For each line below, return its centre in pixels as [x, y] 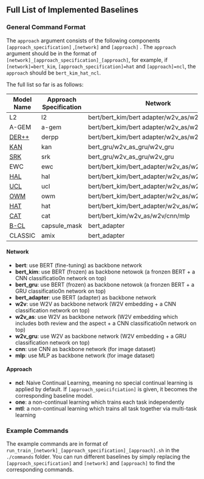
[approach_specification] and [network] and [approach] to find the [91, 463]
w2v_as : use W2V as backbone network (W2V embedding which [96, 317]
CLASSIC [22, 235]
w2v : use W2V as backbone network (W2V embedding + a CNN [96, 304]
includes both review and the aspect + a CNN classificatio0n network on [106, 323]
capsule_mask [62, 226]
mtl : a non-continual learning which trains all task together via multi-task [106, 409]
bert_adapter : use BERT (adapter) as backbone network [86, 297]
